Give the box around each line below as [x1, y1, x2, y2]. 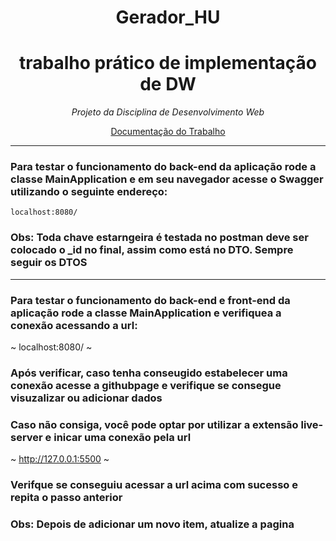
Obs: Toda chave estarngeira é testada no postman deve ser [10, 231, 309, 245]
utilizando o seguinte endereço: [10, 185, 168, 199]
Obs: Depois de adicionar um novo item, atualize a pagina [10, 517, 295, 531]
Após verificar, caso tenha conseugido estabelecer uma [10, 366, 288, 380]
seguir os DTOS [10, 256, 88, 270]
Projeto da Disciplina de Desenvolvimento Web [71, 106, 265, 118]
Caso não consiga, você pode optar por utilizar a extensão [10, 417, 299, 431]
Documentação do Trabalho [110, 126, 226, 138]
